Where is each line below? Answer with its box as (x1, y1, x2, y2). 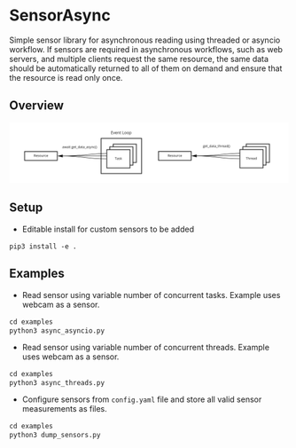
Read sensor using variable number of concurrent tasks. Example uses (21, 289, 281, 300)
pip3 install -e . (9, 241, 77, 251)
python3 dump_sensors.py (9, 430, 101, 439)
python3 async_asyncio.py (9, 326, 105, 335)
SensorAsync (9, 5, 111, 26)
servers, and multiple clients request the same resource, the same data (9, 53, 269, 64)
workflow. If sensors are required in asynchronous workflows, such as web (9, 43, 284, 54)
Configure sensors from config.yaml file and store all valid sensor (21, 394, 262, 405)
